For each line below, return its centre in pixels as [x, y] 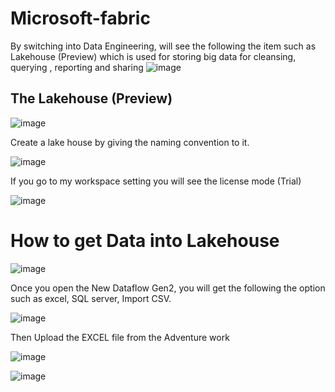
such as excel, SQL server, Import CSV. [91, 298]
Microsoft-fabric [80, 18]
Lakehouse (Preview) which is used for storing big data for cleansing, [153, 56]
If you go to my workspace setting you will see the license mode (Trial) [156, 181]
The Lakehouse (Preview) [91, 98]
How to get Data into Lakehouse [145, 240]
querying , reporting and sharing [77, 67]
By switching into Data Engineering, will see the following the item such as [163, 46]
